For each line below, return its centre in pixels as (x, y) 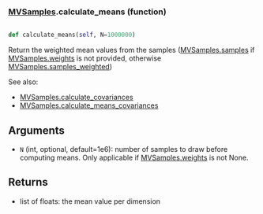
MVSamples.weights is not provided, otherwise (85, 58)
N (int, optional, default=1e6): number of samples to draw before (124, 149)
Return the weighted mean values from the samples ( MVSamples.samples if (131, 50)
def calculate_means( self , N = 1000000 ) (72, 35)
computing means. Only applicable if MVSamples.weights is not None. (134, 157)
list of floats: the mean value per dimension (90, 201)
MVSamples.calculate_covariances (76, 98)
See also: (23, 82)
